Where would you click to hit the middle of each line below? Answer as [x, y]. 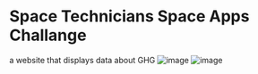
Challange [48, 35]
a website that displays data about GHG [82, 60]
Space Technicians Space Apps [129, 16]
